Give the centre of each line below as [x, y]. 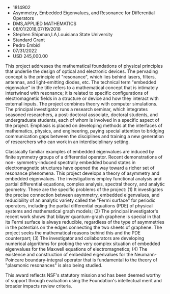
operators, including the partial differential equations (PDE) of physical [79, 206]
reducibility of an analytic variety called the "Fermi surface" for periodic [80, 200]
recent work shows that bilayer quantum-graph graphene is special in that [83, 217]
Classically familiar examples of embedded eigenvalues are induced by [80, 152]
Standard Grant [29, 40]
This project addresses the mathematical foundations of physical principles [84, 66]
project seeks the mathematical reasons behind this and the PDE [73, 233]
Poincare [15, 260]
